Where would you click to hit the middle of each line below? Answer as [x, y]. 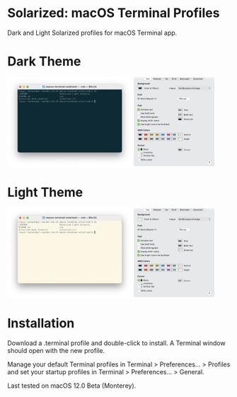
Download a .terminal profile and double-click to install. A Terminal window [116, 343]
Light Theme [45, 192]
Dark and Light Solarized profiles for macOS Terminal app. [92, 33]
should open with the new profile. [56, 350]
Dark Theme [44, 61]
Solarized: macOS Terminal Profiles [114, 13]
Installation [41, 323]
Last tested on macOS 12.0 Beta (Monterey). [72, 386]
